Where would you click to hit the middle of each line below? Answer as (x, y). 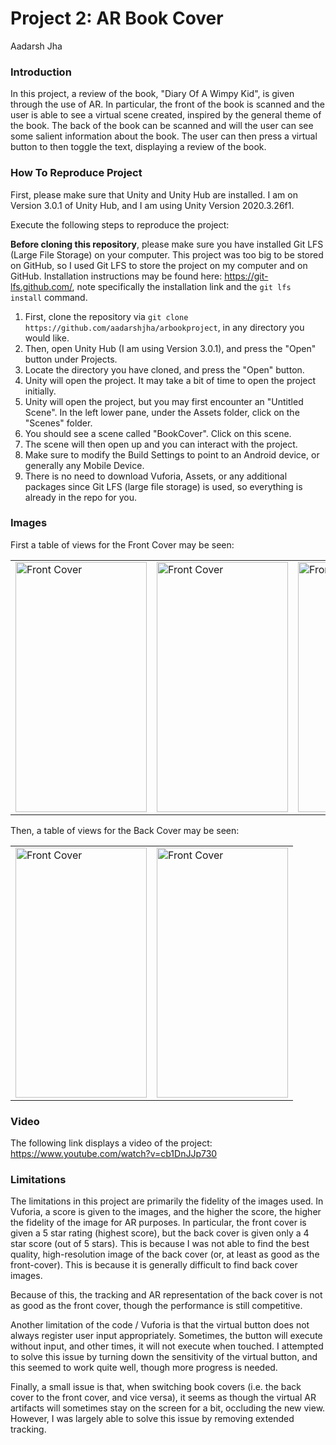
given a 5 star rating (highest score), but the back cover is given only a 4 (160, 1233)
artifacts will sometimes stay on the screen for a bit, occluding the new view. (168, 1408)
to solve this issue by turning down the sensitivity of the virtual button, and (164, 1357)
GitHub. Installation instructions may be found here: (116, 276)
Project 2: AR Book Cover (117, 18)
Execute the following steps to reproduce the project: (120, 224)
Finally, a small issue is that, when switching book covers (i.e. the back (156, 1387)
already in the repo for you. (81, 497)
